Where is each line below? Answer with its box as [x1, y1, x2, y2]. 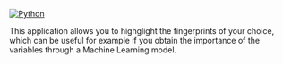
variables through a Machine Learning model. [9, 44, 177, 55]
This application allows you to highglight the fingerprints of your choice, [9, 26, 275, 36]
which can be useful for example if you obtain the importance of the [9, 36, 261, 45]
